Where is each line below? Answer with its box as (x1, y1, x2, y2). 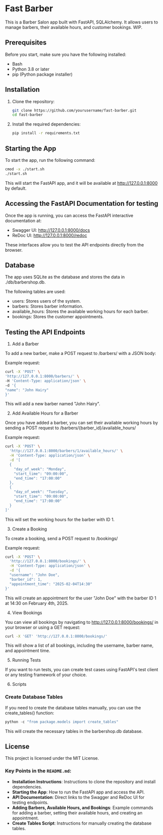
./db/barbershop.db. (5, 279, 46, 285)
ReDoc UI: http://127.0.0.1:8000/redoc (12, 232, 88, 238)
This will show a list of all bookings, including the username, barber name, (5, 642, 154, 648)
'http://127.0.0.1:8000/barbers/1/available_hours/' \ (9, 448, 123, 454)
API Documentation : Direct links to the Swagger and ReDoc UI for (12, 794, 145, 800)
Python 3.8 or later (12, 66, 50, 72)
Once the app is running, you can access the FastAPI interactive (5, 212, 134, 218)
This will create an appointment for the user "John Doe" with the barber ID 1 (5, 595, 157, 601)
